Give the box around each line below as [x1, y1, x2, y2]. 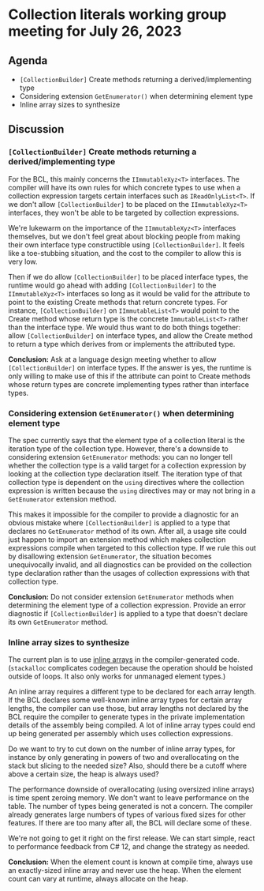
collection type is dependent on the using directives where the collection [8, 477, 244, 487]
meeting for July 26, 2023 [8, 22, 182, 40]
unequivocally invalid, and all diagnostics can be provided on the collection [8, 559, 252, 570]
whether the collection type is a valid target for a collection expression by [8, 461, 247, 470]
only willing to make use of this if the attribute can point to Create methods [8, 371, 251, 381]
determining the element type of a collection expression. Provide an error [8, 600, 246, 610]
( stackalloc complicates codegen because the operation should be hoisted [8, 664, 254, 673]
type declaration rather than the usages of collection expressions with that [8, 568, 250, 577]
